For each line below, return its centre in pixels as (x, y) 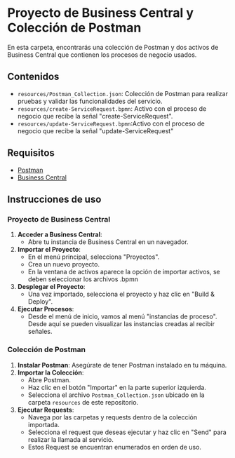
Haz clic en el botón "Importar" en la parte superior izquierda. (117, 387)
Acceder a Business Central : (60, 235)
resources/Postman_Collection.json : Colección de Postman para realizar (122, 93)
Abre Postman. (49, 379)
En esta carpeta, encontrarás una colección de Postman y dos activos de (113, 47)
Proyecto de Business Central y (101, 13)
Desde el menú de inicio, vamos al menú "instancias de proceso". (122, 316)
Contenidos (33, 77)
